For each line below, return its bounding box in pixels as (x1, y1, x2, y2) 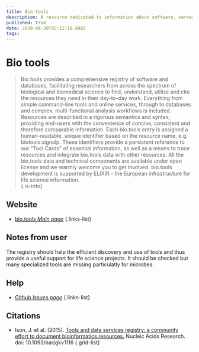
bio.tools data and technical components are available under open (20, 157, 182, 164)
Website (6, 199, 37, 210)
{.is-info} (20, 183, 43, 190)
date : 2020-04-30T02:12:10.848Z (6, 25, 86, 31)
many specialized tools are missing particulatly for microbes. (6, 261, 154, 268)
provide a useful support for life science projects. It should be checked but (6, 254, 188, 261)
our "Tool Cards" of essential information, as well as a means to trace (20, 145, 190, 152)
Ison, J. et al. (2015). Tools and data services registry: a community (14, 327, 179, 334)
